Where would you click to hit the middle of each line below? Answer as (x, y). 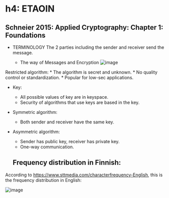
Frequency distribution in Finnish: (67, 162)
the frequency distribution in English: (43, 180)
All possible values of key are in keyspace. (64, 97)
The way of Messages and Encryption (60, 62)
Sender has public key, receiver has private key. (70, 141)
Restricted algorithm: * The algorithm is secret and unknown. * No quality (81, 72)
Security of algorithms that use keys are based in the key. (80, 102)
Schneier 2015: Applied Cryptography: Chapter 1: (84, 27)
